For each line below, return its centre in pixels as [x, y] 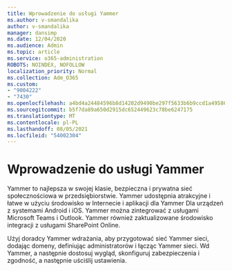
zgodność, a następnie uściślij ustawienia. [67, 261]
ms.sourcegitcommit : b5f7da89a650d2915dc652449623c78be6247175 [100, 110]
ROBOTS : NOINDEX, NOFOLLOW [46, 65]
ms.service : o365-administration [55, 59]
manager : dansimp [32, 33]
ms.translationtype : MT [41, 116]
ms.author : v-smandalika [43, 20]
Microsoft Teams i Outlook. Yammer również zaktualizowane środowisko [110, 218]
